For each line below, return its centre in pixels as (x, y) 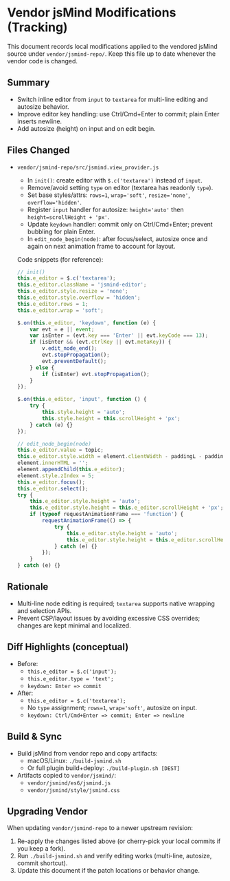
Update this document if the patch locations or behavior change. (108, 871)
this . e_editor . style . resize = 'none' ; (72, 291)
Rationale (28, 587)
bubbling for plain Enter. (61, 231)
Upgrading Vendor (47, 811)
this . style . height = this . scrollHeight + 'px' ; (111, 418)
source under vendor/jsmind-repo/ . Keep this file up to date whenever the (112, 54)
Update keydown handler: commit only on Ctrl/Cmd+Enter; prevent (120, 224)
